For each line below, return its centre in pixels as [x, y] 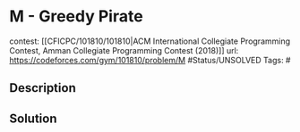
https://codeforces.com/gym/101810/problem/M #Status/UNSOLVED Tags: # [150, 60]
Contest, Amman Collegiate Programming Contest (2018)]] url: [124, 50]
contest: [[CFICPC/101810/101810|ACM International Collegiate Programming [150, 41]
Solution [33, 118]
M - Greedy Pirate [76, 16]
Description [43, 88]
